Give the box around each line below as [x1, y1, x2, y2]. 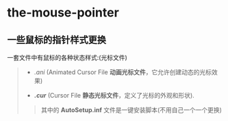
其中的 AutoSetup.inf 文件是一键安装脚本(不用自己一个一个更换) [40, 106, 223, 114]
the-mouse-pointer [7, 5, 120, 21]
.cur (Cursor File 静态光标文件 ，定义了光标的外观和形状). [34, 91, 195, 99]
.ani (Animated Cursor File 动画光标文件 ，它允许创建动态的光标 [34, 68, 212, 76]
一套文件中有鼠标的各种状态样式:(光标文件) [7, 54, 128, 61]
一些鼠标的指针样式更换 [7, 34, 106, 45]
